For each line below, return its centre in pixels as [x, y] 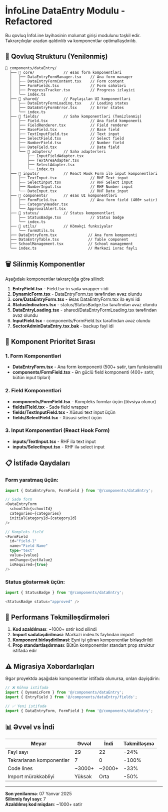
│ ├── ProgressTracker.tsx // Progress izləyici [72, 90]
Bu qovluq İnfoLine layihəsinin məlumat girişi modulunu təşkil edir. [73, 35]
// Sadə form [19, 500]
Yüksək [83, 777]
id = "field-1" [23, 541]
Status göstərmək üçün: [35, 582]
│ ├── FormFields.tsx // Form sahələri [68, 85]
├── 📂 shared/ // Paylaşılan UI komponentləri [70, 99]
